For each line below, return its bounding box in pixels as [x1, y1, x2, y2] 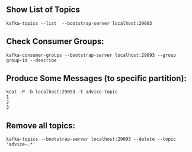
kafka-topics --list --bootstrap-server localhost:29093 [6, 20, 152, 26]
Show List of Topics [6, 5, 80, 15]
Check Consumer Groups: [6, 37, 104, 47]
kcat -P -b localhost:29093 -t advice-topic [6, 89, 118, 95]
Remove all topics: [6, 121, 76, 131]
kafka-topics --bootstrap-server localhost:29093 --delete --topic [6, 136, 177, 143]
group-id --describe [6, 57, 57, 63]
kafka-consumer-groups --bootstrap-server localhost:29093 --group [6, 52, 177, 58]
